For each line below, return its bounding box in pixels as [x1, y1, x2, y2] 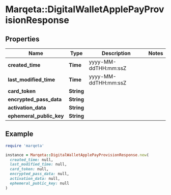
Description [101, 50, 131, 57]
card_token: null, [10, 166, 49, 172]
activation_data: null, [10, 176, 60, 181]
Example [5, 130, 34, 138]
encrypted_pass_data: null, [10, 172, 70, 177]
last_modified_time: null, [10, 162, 67, 167]
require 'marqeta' [5, 143, 44, 148]
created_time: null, [10, 157, 53, 162]
